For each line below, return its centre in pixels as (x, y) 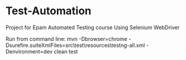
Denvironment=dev (29, 51)
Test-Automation (48, 11)
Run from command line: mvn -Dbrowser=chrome (67, 39)
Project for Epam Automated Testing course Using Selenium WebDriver (93, 27)
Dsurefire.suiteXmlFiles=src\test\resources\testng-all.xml (75, 45)
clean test (66, 51)
